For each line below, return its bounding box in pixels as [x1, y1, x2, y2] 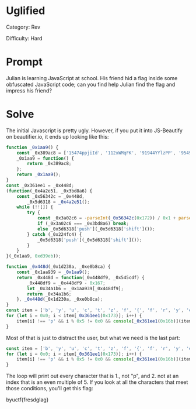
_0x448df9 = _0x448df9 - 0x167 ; [27, 280, 106, 286]
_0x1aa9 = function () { [16, 155, 75, 161]
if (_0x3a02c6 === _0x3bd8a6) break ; [37, 221, 129, 226]
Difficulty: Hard [6, 35, 43, 42]
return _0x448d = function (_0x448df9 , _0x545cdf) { [16, 274, 145, 280]
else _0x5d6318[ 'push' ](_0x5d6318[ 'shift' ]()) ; [37, 226, 156, 232]
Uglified [6, 4, 45, 18]
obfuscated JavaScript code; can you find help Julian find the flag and [6, 81, 176, 88]
